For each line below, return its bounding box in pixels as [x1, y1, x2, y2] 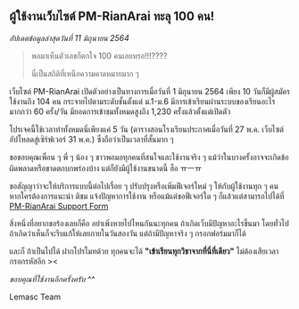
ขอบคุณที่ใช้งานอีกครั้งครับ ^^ [9, 273, 96, 284]
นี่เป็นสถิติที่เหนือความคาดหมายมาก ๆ [30, 68, 140, 78]
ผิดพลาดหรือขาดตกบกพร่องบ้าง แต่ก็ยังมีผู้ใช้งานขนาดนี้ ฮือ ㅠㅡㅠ [9, 162, 203, 174]
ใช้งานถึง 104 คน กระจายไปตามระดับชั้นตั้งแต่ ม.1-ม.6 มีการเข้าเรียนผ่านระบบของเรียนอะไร [9, 95, 276, 107]
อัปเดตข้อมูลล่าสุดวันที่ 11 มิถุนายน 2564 [9, 32, 129, 43]
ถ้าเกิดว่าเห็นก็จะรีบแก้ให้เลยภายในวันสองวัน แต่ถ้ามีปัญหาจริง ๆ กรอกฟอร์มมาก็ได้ [9, 228, 247, 239]
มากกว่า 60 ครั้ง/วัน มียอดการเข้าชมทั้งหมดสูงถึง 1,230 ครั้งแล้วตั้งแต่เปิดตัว [9, 106, 231, 117]
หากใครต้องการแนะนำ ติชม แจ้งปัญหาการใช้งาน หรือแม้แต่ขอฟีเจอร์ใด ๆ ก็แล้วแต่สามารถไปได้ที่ [9, 191, 285, 201]
